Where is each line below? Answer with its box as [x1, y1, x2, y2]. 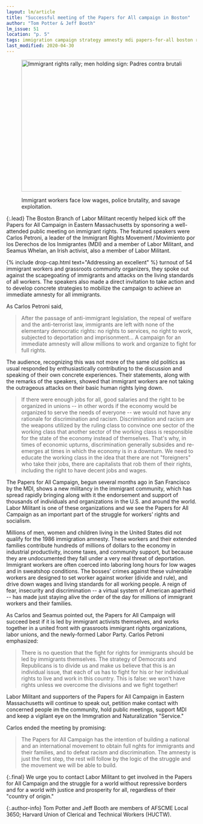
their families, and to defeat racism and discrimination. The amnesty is [21, 748, 196, 755]
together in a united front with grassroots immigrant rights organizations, [6, 624, 187, 631]
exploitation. [21, 203, 53, 210]
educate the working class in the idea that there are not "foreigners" [21, 454, 191, 461]
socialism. [6, 517, 31, 524]
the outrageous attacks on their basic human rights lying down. [6, 384, 164, 391]
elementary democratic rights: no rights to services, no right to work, [21, 327, 193, 334]
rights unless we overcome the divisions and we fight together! [21, 681, 178, 688]
